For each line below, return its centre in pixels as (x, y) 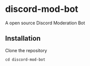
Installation (23, 38)
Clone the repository (26, 50)
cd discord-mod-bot (25, 60)
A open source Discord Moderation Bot (45, 23)
